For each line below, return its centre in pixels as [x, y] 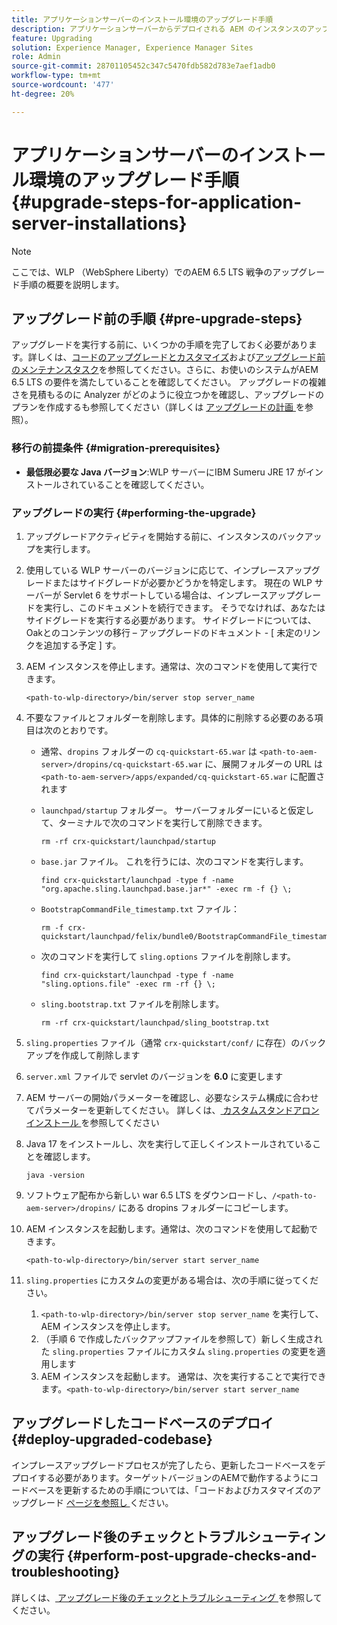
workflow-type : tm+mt [56, 76]
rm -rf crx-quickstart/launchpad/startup [128, 841]
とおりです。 [87, 730]
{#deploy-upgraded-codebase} [112, 1439]
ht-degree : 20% [43, 94]
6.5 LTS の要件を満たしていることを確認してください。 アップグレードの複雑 [169, 382]
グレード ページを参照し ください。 [101, 1502]
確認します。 [69, 1156]
